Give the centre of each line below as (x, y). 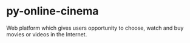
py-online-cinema (53, 11)
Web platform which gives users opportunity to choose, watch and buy (95, 28)
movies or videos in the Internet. (47, 34)
